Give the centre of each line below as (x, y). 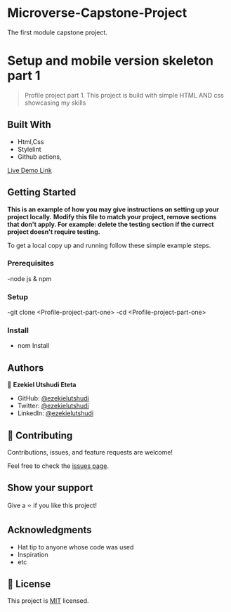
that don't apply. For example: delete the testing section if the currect (111, 224)
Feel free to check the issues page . (58, 466)
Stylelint (29, 149)
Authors (26, 368)
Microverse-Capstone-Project (97, 13)
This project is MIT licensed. (48, 601)
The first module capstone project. (57, 32)
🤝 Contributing (40, 435)
